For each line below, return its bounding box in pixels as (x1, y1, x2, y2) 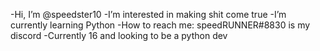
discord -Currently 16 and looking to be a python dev (10, 30, 228, 41)
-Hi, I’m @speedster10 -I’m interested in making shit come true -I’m (10, 9, 287, 20)
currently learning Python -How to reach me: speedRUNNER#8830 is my (10, 19, 311, 31)
